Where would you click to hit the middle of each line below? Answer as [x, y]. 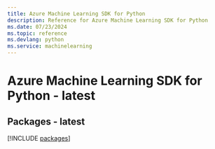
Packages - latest [46, 121]
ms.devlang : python [36, 40]
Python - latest [51, 96]
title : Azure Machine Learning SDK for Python [76, 14]
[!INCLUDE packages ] [39, 138]
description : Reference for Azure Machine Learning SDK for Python [108, 20]
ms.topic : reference [37, 33]
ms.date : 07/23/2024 [37, 27]
